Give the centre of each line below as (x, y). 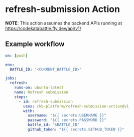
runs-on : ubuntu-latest (39, 88)
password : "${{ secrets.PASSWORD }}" (67, 120)
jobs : (11, 78)
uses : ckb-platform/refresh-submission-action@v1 (76, 106)
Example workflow (35, 44)
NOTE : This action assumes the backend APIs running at (64, 23)
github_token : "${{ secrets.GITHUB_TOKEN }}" (76, 129)
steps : (21, 97)
